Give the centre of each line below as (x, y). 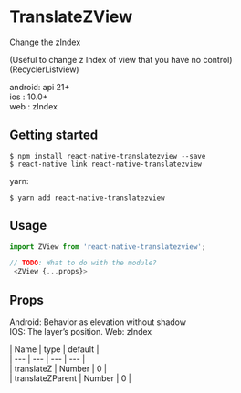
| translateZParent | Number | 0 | (71, 378)
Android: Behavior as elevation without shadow (98, 322)
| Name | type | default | (54, 349)
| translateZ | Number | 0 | (58, 368)
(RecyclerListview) (44, 69)
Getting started (54, 135)
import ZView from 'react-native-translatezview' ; (108, 247)
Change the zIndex (45, 42)
